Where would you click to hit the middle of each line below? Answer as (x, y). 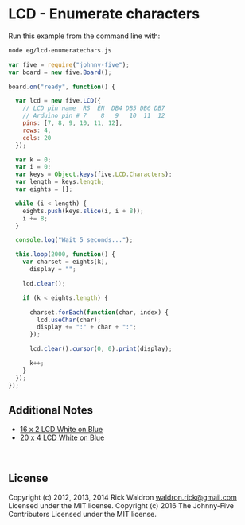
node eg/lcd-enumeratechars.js (60, 50)
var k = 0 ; (33, 160)
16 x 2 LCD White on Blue (61, 430)
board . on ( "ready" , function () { (62, 87)
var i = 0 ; (33, 167)
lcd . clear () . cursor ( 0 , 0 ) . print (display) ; (101, 349)
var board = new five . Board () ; (60, 72)
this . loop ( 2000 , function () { (65, 255)
